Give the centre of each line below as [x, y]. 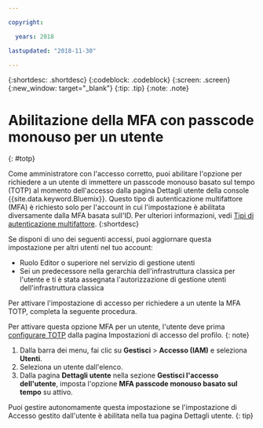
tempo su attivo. [46, 392]
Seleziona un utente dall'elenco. [71, 367]
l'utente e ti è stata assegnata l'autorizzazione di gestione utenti [122, 279]
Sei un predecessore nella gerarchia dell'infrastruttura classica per [127, 271]
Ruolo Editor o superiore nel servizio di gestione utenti [107, 263]
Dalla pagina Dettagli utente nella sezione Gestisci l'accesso [119, 375]
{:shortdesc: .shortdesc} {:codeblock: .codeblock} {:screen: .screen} [119, 80]
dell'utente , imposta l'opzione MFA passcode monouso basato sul [128, 384]
